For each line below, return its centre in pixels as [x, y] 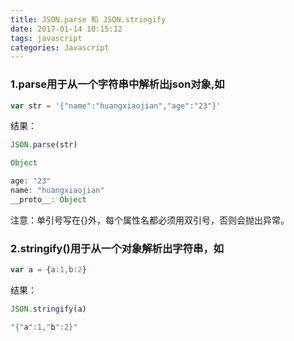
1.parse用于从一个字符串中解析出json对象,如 [117, 84]
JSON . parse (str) [44, 145]
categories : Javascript [60, 47]
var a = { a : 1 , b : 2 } [48, 270]
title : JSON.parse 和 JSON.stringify [88, 19]
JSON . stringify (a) [48, 309]
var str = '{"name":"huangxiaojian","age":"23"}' [116, 106]
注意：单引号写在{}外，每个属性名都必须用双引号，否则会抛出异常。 [150, 220]
